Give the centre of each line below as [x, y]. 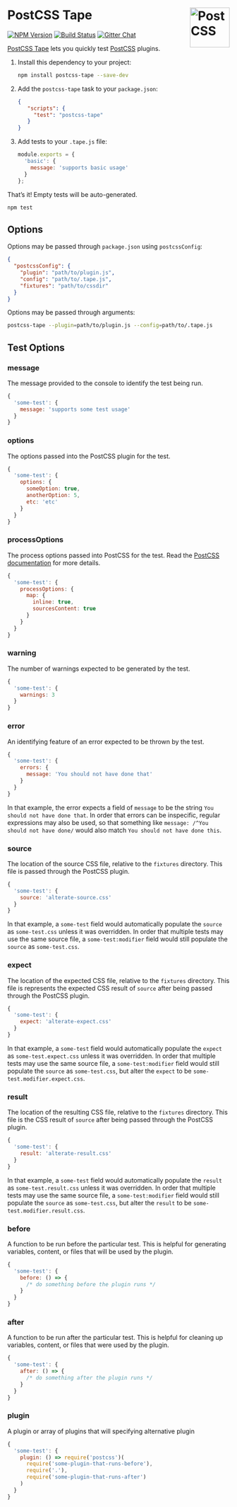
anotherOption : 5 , [53, 496]
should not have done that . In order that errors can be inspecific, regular [114, 815]
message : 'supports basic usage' [80, 167]
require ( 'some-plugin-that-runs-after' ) [86, 1477]
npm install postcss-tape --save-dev [73, 75]
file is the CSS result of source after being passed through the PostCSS [110, 1120]
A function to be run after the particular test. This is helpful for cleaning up [115, 1338]
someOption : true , [53, 489]
